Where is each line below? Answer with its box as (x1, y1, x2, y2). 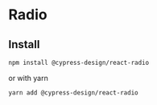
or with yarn (8, 73, 48, 83)
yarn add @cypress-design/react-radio (8, 88, 138, 97)
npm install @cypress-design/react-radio (8, 59, 150, 67)
